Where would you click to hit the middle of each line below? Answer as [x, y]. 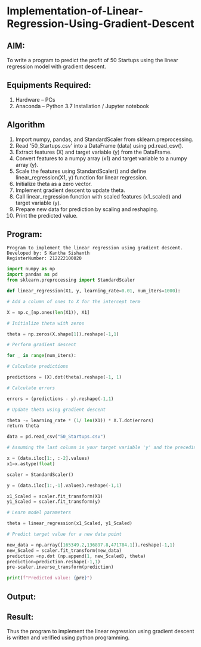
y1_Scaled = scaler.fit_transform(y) [54, 502]
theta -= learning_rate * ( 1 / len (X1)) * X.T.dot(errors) [80, 420]
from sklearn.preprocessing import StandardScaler [71, 280]
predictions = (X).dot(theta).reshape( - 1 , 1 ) [64, 377]
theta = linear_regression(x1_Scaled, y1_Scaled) [70, 524]
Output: [21, 596]
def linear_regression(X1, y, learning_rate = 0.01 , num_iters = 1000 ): [94, 291]
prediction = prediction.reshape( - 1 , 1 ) [54, 561]
